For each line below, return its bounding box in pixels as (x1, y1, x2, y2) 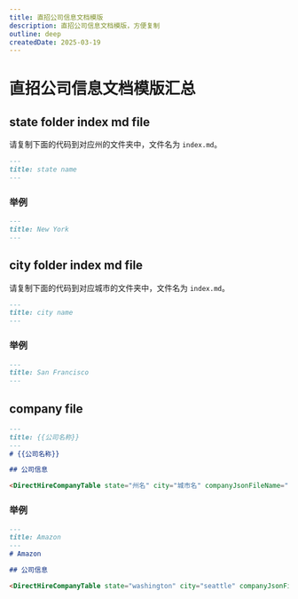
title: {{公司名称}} (9, 432, 80, 442)
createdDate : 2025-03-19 (9, 37, 101, 47)
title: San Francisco (9, 368, 90, 377)
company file (9, 401, 83, 416)
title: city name (9, 308, 74, 318)
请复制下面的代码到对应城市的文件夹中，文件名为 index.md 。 (9, 282, 231, 293)
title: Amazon (9, 533, 62, 542)
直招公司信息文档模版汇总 (9, 79, 197, 99)
